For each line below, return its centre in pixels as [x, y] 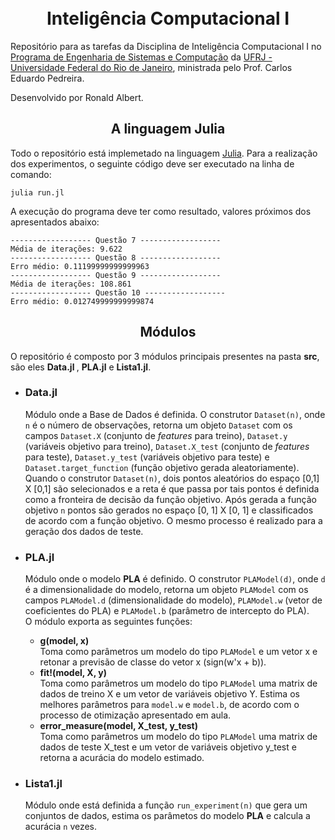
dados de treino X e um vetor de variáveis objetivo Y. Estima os [169, 694]
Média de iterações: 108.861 [71, 284]
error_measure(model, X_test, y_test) [118, 726]
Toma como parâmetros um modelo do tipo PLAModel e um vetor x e [178, 652]
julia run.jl [37, 192]
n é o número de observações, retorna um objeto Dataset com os [158, 425]
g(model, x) [64, 641]
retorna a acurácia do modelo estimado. [122, 758]
